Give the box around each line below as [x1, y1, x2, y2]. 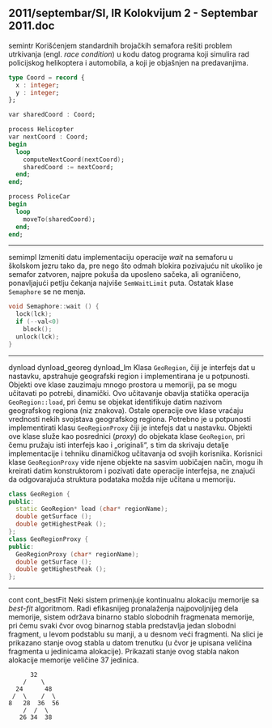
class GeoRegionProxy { [8, 534, 89, 543]
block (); [23, 326, 53, 334]
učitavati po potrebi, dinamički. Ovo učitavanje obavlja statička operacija [8, 388, 249, 398]
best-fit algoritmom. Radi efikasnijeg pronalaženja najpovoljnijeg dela [8, 603, 239, 614]
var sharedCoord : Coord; [8, 111, 96, 119]
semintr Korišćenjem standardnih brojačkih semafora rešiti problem [8, 40, 232, 50]
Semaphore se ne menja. [8, 287, 87, 296]
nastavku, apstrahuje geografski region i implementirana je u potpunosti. [8, 371, 250, 381]
